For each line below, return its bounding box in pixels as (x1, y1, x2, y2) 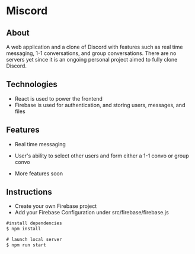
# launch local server (6, 237, 62, 243)
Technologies (6, 79, 58, 89)
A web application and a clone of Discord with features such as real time (6, 43, 183, 50)
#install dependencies (6, 220, 62, 226)
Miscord (6, 4, 48, 18)
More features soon (14, 170, 63, 177)
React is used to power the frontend (14, 95, 103, 102)
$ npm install (6, 226, 41, 232)
